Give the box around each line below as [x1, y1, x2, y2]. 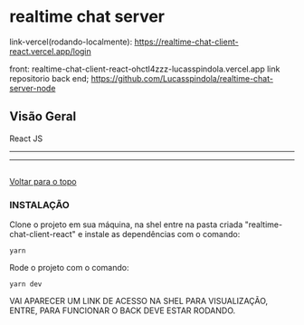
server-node [9, 82, 56, 93]
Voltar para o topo [9, 177, 77, 187]
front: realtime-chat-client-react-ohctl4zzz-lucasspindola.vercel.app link [9, 63, 280, 74]
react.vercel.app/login [9, 45, 92, 56]
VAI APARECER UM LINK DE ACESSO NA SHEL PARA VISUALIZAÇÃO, [9, 296, 269, 307]
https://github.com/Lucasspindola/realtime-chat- [90, 72, 274, 83]
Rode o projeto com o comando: [9, 263, 129, 273]
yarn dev [9, 280, 43, 289]
